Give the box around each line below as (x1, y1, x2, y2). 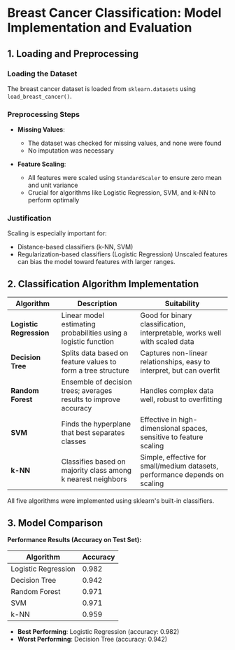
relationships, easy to (140, 357, 211, 367)
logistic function (61, 337, 114, 347)
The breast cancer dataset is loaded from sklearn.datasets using (7, 84, 196, 92)
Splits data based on (61, 348, 129, 358)
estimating (61, 319, 96, 329)
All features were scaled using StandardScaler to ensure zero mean (27, 174, 222, 182)
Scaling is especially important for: (7, 229, 107, 237)
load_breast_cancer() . (7, 92, 72, 100)
